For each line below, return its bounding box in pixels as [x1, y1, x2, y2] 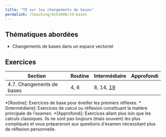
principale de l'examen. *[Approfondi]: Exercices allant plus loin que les [5, 110, 151, 117]
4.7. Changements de [7, 81, 58, 88]
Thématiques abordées [5, 30, 79, 39]
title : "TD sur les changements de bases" [5, 7, 94, 12]
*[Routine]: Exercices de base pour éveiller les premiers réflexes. [5, 100, 138, 106]
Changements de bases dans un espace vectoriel [12, 43, 114, 50]
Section [27, 72, 46, 79]
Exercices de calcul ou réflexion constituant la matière [37, 105, 148, 111]
